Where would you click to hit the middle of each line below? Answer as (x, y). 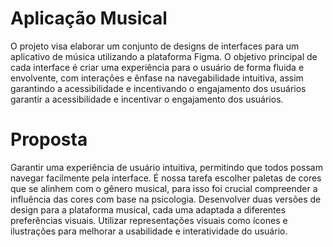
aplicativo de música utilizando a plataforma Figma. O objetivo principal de (164, 56)
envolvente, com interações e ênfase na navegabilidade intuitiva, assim (157, 78)
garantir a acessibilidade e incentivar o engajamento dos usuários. (147, 99)
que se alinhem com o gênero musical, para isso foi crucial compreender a (164, 188)
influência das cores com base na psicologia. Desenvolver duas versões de (166, 199)
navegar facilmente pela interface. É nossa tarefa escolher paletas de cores (166, 178)
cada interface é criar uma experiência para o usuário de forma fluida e (157, 67)
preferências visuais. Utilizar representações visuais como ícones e (149, 220)
